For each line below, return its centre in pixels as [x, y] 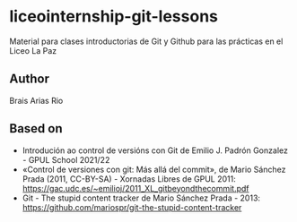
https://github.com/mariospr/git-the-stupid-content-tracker [132, 207]
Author [29, 79]
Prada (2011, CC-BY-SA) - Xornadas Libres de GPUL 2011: [129, 179]
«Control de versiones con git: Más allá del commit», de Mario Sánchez [154, 169]
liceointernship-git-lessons [114, 17]
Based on [36, 128]
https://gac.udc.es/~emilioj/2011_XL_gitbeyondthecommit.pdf [135, 188]
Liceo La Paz [33, 50]
